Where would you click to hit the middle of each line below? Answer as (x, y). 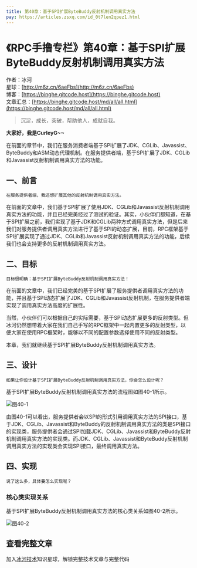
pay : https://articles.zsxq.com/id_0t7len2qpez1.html (73, 17)
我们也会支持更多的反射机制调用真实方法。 (57, 244)
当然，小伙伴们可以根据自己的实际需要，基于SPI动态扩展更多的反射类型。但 (97, 318)
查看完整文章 (29, 544)
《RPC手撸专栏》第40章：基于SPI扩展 (96, 48)
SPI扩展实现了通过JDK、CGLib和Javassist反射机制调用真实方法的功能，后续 (98, 236)
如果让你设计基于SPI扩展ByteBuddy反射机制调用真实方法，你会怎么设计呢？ (85, 380)
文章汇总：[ (20, 102)
